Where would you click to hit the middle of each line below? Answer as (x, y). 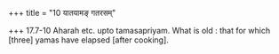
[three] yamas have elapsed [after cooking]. (89, 40)
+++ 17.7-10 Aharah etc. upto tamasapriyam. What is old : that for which (139, 31)
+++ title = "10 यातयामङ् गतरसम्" (62, 13)
